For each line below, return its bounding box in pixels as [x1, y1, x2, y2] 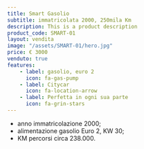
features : [7, 62, 36, 69]
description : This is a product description [7, 23, 138, 30]
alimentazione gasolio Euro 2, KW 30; [17, 126, 125, 135]
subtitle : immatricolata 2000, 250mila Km [7, 17, 132, 24]
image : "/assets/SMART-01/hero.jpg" [7, 42, 113, 49]
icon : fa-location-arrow [25, 87, 98, 94]
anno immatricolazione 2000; [17, 119, 102, 128]
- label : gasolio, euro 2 [19, 68, 95, 75]
